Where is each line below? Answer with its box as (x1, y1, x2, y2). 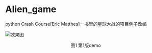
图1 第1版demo (70, 42, 101, 48)
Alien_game (5, 4, 57, 15)
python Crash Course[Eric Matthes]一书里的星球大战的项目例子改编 (5, 21, 147, 27)
